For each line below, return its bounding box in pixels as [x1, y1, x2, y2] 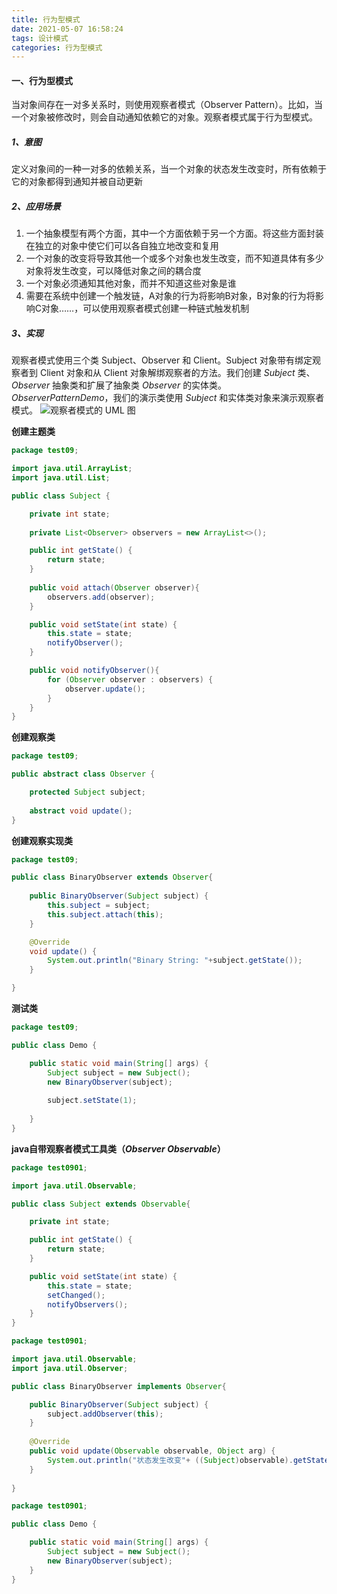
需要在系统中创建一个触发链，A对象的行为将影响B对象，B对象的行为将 [25, 290, 316, 302]
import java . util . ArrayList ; [11, 464, 133, 474]
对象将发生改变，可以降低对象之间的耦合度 [25, 265, 202, 277]
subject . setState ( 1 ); [47, 1096, 138, 1106]
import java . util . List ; [11, 473, 111, 483]
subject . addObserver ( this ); [47, 1409, 164, 1419]
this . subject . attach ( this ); [47, 909, 164, 920]
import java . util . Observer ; [11, 1363, 129, 1373]
